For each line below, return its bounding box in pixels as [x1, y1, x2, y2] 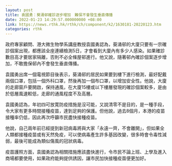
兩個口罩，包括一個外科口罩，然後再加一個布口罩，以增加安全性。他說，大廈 [5, 78, 167, 84]
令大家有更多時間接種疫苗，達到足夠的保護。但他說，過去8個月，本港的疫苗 [5, 108, 165, 114]
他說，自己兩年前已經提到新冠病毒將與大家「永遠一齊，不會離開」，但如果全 [5, 125, 165, 131]
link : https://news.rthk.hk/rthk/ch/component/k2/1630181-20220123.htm [5, 22, 161, 27]
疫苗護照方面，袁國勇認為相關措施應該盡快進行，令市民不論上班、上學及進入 [5, 149, 167, 155]
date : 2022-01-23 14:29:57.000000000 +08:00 [5, 17, 102, 22]
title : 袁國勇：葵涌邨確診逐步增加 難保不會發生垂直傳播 [5, 12, 113, 17]
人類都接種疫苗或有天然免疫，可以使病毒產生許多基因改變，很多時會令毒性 [5, 132, 162, 138]
